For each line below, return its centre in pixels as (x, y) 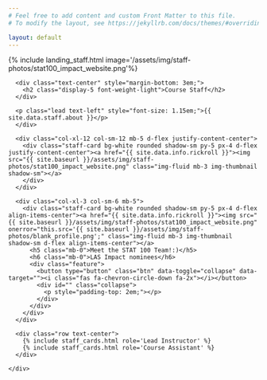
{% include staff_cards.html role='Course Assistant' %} (119, 348)
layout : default (35, 37)
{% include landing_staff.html (56, 60)
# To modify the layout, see (56, 23)
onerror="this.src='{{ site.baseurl (69, 229)
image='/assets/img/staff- (148, 60)
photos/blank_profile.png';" (56, 237)
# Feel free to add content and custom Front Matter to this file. (122, 16)
